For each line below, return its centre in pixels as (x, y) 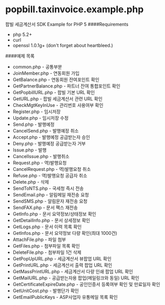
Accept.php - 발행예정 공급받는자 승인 (51, 137)
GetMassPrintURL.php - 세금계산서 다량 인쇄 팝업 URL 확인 (73, 271)
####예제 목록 (20, 56)
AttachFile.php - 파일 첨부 (39, 239)
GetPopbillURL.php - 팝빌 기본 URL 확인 (54, 92)
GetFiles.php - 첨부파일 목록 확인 (46, 246)
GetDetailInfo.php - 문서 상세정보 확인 (51, 220)
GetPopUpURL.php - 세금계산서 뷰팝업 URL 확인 (62, 258)
